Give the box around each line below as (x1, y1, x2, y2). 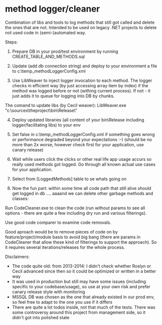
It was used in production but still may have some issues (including (12, 279, 146, 284)
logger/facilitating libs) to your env (12, 122, 81, 128)
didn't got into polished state (12, 314, 69, 320)
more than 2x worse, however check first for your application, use (12, 141, 144, 147)
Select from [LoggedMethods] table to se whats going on (12, 176, 127, 182)
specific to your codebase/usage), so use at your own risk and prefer (12, 283, 151, 289)
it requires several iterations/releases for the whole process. (5, 244, 125, 250)
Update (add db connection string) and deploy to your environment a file (12, 63, 158, 69)
